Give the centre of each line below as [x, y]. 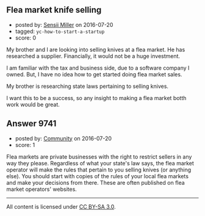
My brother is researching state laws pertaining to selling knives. [88, 86]
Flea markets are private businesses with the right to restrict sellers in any [99, 157]
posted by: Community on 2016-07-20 [63, 138]
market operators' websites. [42, 189]
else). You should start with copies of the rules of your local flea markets [98, 176]
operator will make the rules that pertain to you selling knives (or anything [99, 170]
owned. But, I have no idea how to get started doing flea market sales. [94, 74]
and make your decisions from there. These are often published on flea [95, 182]
